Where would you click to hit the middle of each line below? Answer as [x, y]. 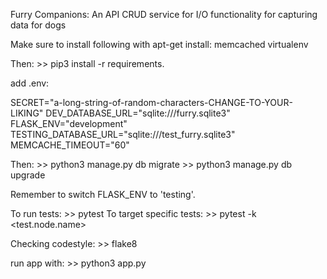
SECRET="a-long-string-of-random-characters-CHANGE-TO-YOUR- [151, 102]
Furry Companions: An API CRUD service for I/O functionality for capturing [164, 14]
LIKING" [27, 113]
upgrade [28, 175]
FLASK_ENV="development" [69, 123]
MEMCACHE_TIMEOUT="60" [70, 145]
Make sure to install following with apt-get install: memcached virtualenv [159, 44]
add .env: [30, 83]
